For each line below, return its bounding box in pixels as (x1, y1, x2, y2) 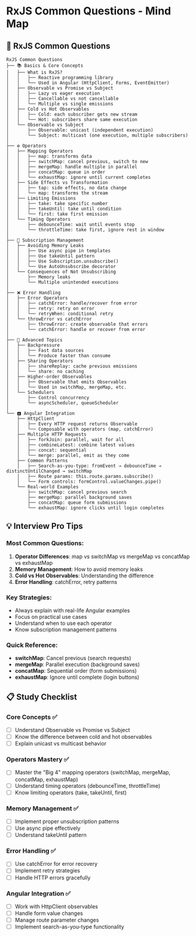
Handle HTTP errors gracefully (14, 874, 91, 881)
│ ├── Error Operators (6, 295, 68, 301)
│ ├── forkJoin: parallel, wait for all (17, 437, 124, 443)
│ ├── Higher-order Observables (6, 374, 93, 380)
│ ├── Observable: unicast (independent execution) (6, 127, 154, 133)
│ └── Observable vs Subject (6, 122, 84, 128)
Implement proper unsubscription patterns (14, 817, 120, 825)
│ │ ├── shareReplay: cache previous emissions (6, 363, 137, 369)
